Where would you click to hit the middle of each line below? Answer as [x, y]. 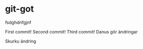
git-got [20, 9]
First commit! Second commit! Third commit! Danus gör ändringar [71, 32]
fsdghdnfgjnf [18, 22]
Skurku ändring [21, 41]
